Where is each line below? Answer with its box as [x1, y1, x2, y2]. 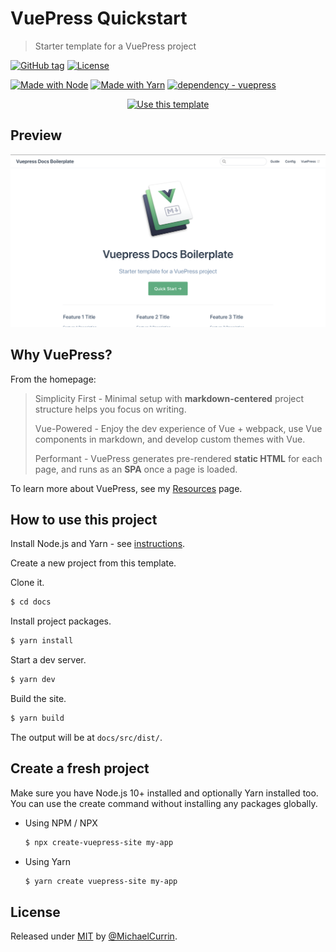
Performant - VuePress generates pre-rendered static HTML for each [34, 452, 323, 464]
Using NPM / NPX [24, 817, 98, 829]
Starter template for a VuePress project [34, 40, 197, 52]
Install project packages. [10, 615, 112, 627]
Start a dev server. [10, 654, 87, 666]
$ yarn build [10, 713, 65, 724]
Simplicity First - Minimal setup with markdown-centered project [34, 392, 305, 404]
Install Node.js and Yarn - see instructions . [10, 538, 186, 550]
